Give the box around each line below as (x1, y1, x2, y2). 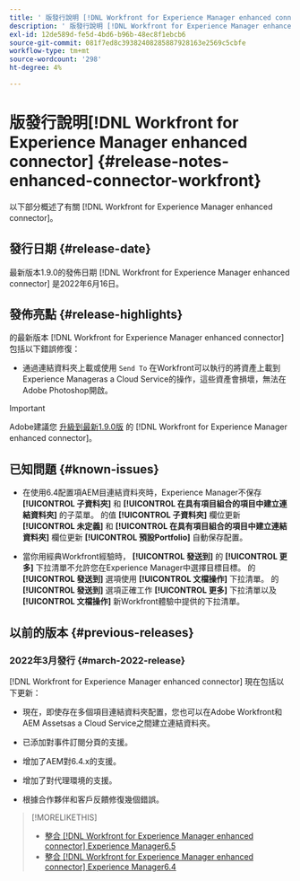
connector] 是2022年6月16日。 (9, 278, 124, 288)
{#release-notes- (97, 152, 230, 172)
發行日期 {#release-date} (9, 242, 151, 257)
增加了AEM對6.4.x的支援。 (21, 755, 122, 766)
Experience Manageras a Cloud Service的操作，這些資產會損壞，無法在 (21, 374, 287, 384)
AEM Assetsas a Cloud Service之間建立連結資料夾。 (21, 718, 215, 728)
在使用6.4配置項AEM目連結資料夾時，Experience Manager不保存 (21, 487, 262, 498)
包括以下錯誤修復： (9, 343, 81, 355)
